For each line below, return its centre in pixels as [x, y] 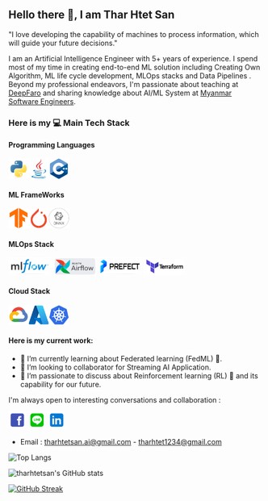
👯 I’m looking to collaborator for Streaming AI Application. [115, 367]
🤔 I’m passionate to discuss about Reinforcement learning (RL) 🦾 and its [139, 375]
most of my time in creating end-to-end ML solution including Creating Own [134, 67]
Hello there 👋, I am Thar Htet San [92, 15]
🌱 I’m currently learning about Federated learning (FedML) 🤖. [121, 358]
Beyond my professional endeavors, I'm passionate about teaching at [124, 84]
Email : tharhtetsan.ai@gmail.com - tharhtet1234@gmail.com [121, 441]
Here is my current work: [51, 340]
